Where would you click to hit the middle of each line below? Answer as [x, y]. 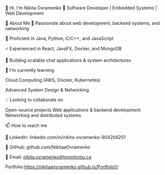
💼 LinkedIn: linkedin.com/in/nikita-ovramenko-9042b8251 [65, 137]
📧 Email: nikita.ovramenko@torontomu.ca [48, 157]
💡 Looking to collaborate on [34, 100]
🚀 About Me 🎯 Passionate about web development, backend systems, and [82, 23]
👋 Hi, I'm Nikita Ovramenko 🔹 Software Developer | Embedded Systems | [81, 8]
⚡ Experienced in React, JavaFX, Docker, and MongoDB [63, 49]
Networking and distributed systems [43, 115]
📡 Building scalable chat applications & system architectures [68, 60]
